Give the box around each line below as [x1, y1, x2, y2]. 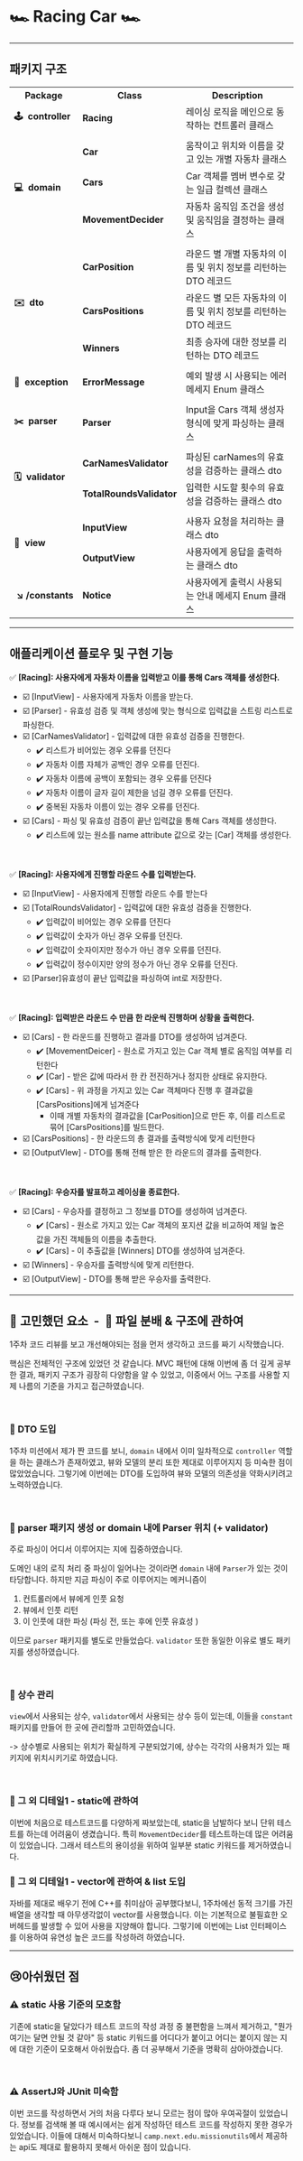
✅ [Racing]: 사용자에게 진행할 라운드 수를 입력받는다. [9, 868, 197, 879]
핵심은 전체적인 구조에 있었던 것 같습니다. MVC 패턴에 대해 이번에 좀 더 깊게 [9, 1359, 275, 1369]
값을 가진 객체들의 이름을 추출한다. [35, 1233, 157, 1245]
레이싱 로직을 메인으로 [185, 105, 274, 117]
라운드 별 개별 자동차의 [185, 247, 277, 260]
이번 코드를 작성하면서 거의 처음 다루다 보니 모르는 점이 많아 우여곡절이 [9, 2108, 257, 2119]
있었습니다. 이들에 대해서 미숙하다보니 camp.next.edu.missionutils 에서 [9, 2130, 264, 2141]
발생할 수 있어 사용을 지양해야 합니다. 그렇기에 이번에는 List [40, 1920, 249, 1931]
